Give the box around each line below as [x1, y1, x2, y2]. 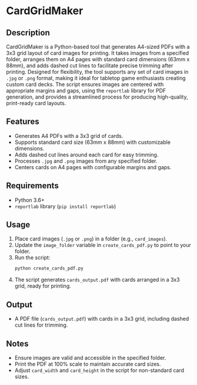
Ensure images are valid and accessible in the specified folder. [14, 354, 166, 361]
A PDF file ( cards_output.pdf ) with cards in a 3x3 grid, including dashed [14, 315, 189, 323]
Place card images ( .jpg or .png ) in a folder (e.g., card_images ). [14, 235, 168, 242]
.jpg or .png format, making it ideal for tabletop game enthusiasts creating [6, 75, 186, 81]
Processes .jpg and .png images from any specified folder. [14, 157, 158, 164]
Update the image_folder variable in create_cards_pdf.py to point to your [14, 242, 191, 249]
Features [6, 117, 39, 127]
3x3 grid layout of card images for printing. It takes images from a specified [6, 50, 189, 57]
